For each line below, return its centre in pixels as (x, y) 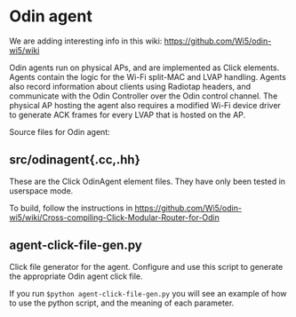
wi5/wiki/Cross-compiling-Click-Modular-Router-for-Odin (115, 217)
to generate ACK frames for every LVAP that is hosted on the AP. (128, 115)
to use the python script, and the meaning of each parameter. (122, 303)
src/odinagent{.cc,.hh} (75, 160)
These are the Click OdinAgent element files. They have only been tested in (148, 181)
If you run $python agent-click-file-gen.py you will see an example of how (148, 293)
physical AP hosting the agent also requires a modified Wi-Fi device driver (145, 105)
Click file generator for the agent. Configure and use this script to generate (146, 266)
